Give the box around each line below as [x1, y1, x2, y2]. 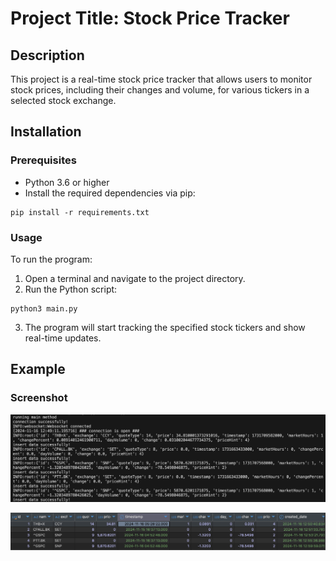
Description [10, 47, 85, 64]
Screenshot [10, 391, 68, 405]
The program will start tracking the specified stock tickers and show [24, 321, 306, 333]
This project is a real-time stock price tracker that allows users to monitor [10, 73, 313, 85]
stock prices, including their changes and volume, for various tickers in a [10, 84, 310, 96]
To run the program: [10, 253, 93, 265]
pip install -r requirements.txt [10, 207, 150, 217]
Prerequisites [10, 153, 77, 167]
